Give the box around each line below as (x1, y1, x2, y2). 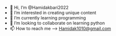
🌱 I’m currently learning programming (9, 15, 86, 20)
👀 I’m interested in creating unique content (9, 10, 96, 16)
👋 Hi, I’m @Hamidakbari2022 (9, 5, 69, 10)
